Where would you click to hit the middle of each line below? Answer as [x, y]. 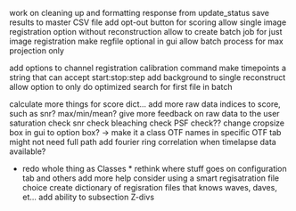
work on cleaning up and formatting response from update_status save [140, 13]
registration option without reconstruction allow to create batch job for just [146, 32]
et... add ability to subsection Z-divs [88, 197]
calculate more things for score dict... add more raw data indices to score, [145, 104]
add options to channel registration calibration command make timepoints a [148, 68]
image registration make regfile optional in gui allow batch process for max [146, 41]
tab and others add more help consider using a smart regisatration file [150, 178]
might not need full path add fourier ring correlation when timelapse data [143, 142]
